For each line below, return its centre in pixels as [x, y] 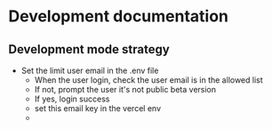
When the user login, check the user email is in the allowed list [148, 80]
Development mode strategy [89, 49]
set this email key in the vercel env [98, 108]
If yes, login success [72, 99]
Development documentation [118, 16]
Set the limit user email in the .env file [90, 70]
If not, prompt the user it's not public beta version [125, 89]
